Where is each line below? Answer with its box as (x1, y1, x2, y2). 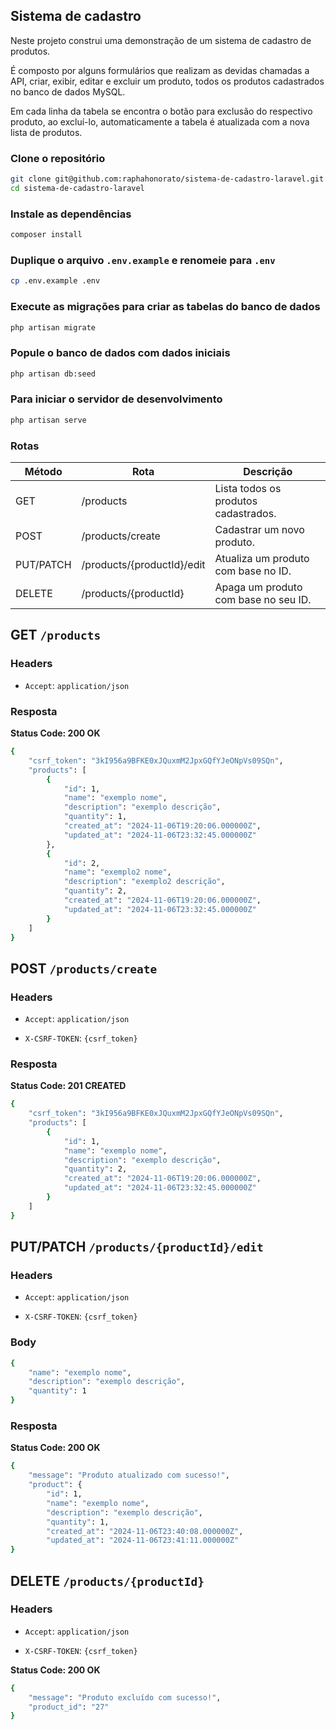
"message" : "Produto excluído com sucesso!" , (28, 1692, 222, 1703)
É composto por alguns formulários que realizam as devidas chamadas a (10, 64, 310, 76)
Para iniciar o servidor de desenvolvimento (10, 392, 223, 406)
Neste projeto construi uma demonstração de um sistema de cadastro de (10, 34, 312, 46)
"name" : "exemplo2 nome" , (63, 867, 172, 878)
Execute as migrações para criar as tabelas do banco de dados (10, 300, 321, 314)
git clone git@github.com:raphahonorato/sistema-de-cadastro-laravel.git (10, 174, 325, 184)
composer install (10, 230, 83, 240)
